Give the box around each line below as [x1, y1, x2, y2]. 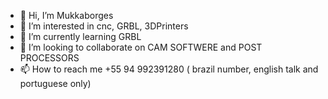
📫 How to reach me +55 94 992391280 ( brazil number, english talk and [19, 63, 319, 75]
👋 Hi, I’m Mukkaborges [19, 10, 114, 21]
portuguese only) [19, 78, 92, 89]
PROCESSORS [19, 52, 80, 64]
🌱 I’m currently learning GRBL [19, 31, 142, 42]
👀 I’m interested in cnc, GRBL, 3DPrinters [19, 20, 189, 32]
